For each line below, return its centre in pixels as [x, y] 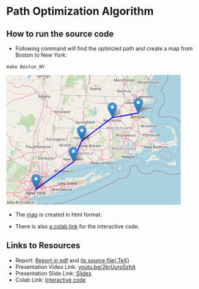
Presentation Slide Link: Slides [53, 273]
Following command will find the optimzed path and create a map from [104, 48]
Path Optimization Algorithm [80, 11]
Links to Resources [43, 246]
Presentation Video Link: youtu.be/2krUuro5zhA [75, 266]
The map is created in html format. [59, 214]
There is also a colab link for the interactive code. [77, 226]
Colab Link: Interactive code [50, 280]
